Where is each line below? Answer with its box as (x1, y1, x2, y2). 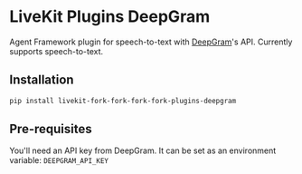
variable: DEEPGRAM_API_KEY (9, 155, 109, 166)
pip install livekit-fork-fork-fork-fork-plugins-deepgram (9, 96, 237, 105)
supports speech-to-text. (9, 45, 104, 56)
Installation (9, 72, 74, 88)
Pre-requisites (9, 121, 92, 137)
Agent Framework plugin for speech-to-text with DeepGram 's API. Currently (9, 36, 293, 47)
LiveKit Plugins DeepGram (9, 6, 211, 27)
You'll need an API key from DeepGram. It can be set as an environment (9, 145, 277, 156)
